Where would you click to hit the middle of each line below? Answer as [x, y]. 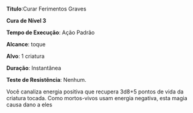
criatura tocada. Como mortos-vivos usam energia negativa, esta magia [97, 98]
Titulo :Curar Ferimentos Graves [47, 9]
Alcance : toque [26, 44]
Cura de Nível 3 [26, 20]
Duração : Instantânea [34, 68]
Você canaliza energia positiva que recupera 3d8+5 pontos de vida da [95, 92]
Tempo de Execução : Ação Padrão [51, 32]
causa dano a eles [29, 104]
